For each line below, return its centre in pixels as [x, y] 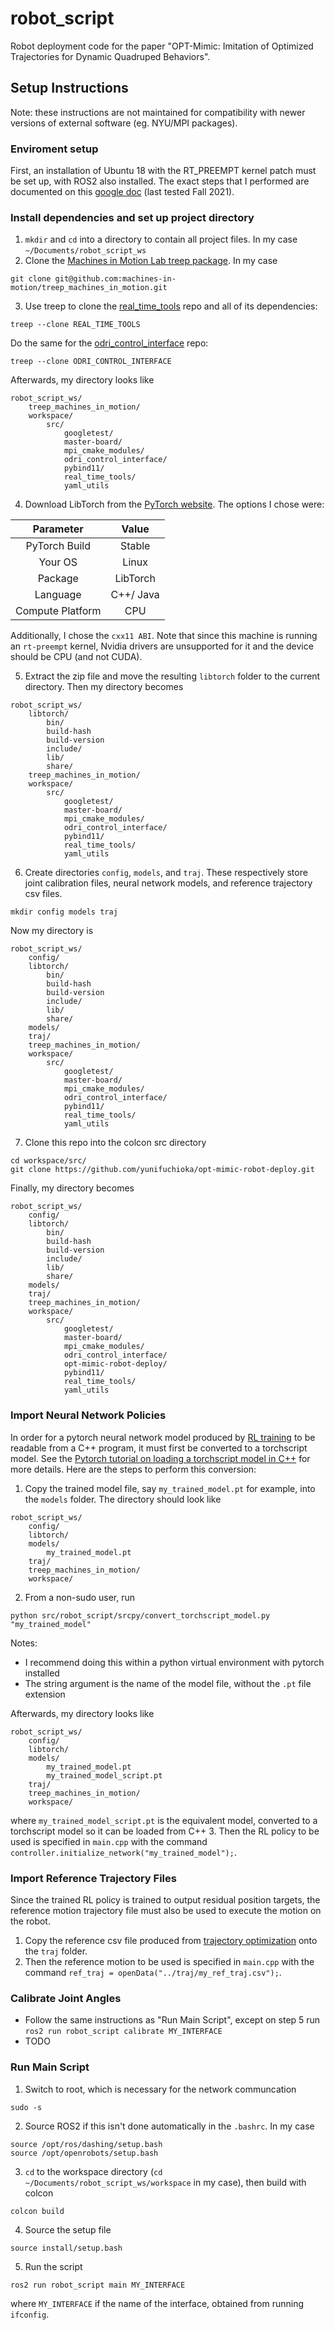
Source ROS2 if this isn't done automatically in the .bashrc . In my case [169, 2126]
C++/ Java [135, 595]
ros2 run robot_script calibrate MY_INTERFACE [123, 2032]
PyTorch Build [58, 546]
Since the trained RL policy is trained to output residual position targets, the [165, 1899]
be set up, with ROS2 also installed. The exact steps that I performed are [160, 181]
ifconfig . [30, 2314]
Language [58, 595]
